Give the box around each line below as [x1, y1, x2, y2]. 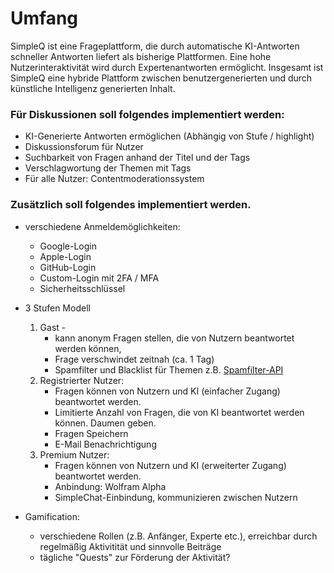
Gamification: [24, 510, 80, 522]
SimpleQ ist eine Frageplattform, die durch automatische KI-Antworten [10, 40, 300, 52]
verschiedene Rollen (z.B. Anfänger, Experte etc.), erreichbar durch [39, 530, 318, 542]
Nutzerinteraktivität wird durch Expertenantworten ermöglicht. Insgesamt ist [10, 61, 324, 73]
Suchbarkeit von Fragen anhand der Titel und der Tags [24, 152, 251, 164]
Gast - [39, 321, 67, 333]
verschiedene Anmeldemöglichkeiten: [24, 220, 181, 232]
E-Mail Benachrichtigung [54, 438, 157, 450]
